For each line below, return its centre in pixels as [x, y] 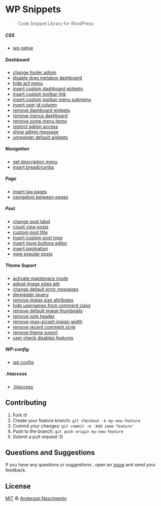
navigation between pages [40, 197]
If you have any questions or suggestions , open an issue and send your [80, 465]
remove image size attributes [43, 300]
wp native [23, 48]
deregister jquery [31, 294]
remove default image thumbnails [47, 311]
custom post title [30, 232]
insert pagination [30, 248]
